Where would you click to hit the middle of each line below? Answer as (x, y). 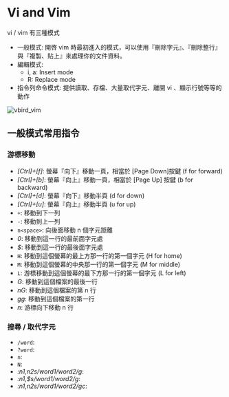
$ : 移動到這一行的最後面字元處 (60, 247)
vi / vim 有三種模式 (33, 32)
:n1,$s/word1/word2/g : (49, 378)
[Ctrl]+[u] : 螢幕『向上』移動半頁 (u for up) (76, 204)
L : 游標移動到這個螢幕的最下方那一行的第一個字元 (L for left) (102, 272)
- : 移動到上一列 (39, 221)
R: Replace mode (51, 79)
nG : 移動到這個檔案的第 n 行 (56, 290)
